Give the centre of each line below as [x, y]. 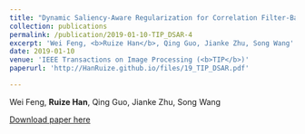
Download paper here [50, 120]
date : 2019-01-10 [42, 52]
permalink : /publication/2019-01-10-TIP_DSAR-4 [101, 34]
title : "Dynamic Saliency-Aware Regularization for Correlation [133, 18]
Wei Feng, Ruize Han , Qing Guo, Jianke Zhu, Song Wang [115, 101]
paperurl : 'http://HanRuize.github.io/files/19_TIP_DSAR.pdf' [129, 69]
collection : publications [58, 26]
